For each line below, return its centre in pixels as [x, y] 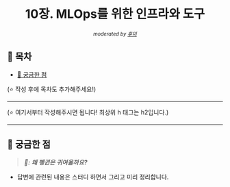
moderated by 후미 [115, 34]
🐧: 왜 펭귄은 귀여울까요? [55, 162]
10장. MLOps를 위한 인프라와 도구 [115, 14]
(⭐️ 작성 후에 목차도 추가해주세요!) [52, 89]
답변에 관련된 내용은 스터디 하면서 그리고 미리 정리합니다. [93, 177]
